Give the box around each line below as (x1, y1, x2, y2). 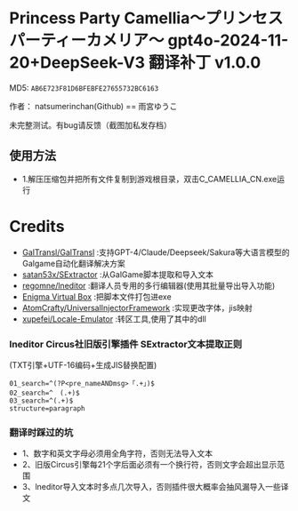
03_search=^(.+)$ (9, 396, 74, 405)
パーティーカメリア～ (9, 30, 165, 51)
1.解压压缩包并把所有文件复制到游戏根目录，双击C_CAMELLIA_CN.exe (21, 173, 278, 184)
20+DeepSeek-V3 (9, 52, 145, 73)
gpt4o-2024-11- (167, 30, 289, 51)
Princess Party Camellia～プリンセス (9, 8, 284, 28)
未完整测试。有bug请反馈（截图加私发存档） (9, 119, 172, 130)
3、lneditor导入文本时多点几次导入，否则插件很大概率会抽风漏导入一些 (21, 482, 282, 492)
